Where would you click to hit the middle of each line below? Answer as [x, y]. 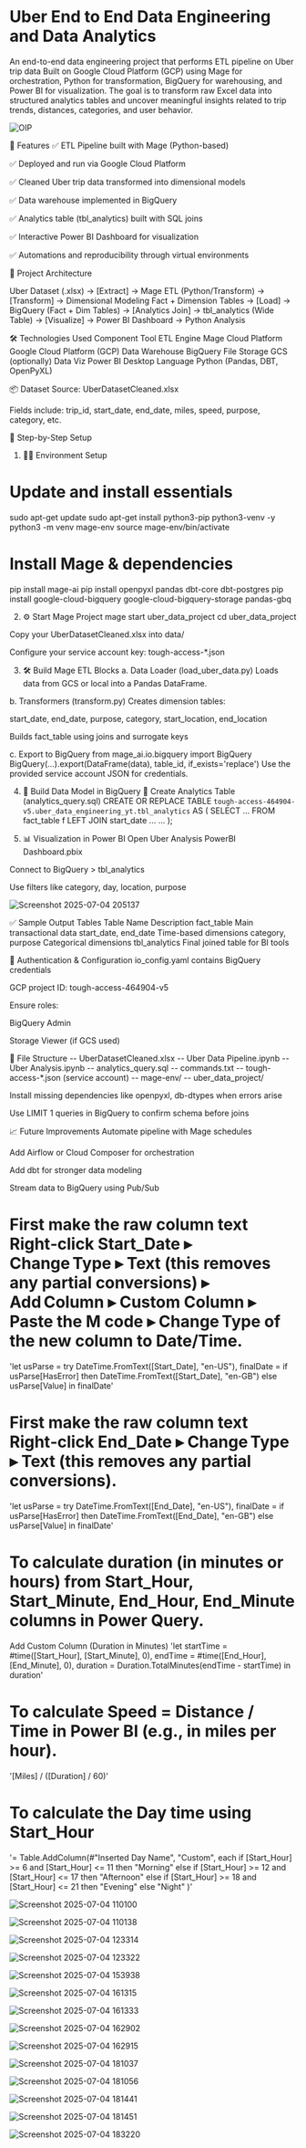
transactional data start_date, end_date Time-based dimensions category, [148, 932]
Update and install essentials [121, 492]
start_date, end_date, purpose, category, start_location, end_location [138, 718]
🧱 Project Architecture [51, 273]
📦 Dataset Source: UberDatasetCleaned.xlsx [94, 389]
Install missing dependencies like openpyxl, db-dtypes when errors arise [146, 1095]
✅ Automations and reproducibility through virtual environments [129, 255]
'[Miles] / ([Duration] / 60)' [59, 1776]
